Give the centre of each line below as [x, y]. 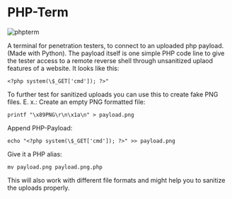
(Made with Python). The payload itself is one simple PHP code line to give [116, 53]
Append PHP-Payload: [40, 127]
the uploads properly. [39, 188]
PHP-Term [38, 12]
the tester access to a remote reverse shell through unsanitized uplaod [110, 60]
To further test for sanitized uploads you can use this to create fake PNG [113, 94]
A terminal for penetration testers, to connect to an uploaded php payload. [116, 45]
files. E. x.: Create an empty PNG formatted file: [76, 102]
